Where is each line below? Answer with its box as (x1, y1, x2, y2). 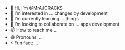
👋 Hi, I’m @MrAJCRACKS (10, 5, 63, 11)
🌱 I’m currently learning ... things (10, 16, 79, 21)
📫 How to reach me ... (10, 27, 58, 33)
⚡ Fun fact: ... (10, 40, 38, 46)
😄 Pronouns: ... (10, 34, 43, 40)
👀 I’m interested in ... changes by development (10, 10, 108, 16)
